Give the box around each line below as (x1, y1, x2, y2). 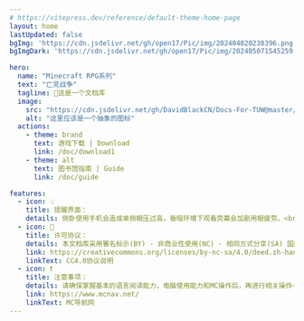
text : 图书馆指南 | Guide (33, 164, 125, 173)
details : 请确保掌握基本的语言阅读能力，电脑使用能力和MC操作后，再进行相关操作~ (25, 281, 297, 290)
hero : (9, 63, 30, 72)
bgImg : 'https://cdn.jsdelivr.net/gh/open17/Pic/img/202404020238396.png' (9, 38, 298, 48)
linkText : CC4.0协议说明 (25, 256, 114, 265)
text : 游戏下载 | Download (33, 139, 130, 148)
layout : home (9, 22, 59, 31)
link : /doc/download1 (33, 147, 116, 156)
